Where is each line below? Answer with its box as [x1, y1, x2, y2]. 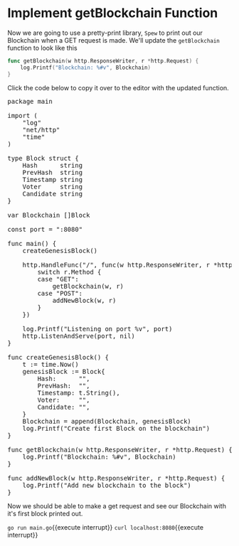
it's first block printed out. [7, 509, 83, 518]
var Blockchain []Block [7, 211, 90, 219]
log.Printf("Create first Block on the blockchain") [22, 424, 211, 432]
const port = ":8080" [7, 225, 83, 233]
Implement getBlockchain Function [7, 5, 218, 21]
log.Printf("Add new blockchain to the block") [22, 481, 192, 489]
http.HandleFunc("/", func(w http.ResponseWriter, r [22, 261, 211, 269]
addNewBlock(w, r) [52, 296, 117, 304]
